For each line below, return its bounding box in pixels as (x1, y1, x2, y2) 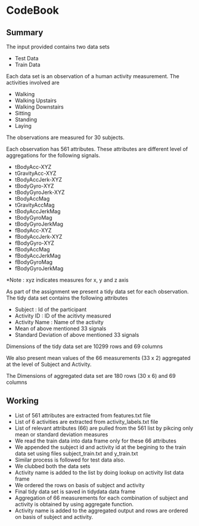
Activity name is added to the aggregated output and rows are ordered (14, 507, 188, 514)
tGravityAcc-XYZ (14, 170, 57, 177)
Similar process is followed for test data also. (14, 456, 125, 463)
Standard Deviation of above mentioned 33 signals (14, 331, 139, 338)
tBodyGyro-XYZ (14, 183, 55, 189)
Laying (14, 122, 32, 129)
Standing (14, 116, 38, 123)
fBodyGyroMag (14, 259, 52, 266)
